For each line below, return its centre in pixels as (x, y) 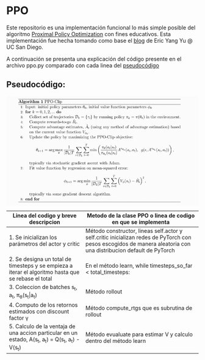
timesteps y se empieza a (41, 265)
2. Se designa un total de (40, 259)
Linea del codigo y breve (45, 216)
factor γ (19, 318)
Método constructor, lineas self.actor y (134, 231)
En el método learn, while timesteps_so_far (139, 265)
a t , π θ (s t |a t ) (23, 296)
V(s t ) (15, 348)
